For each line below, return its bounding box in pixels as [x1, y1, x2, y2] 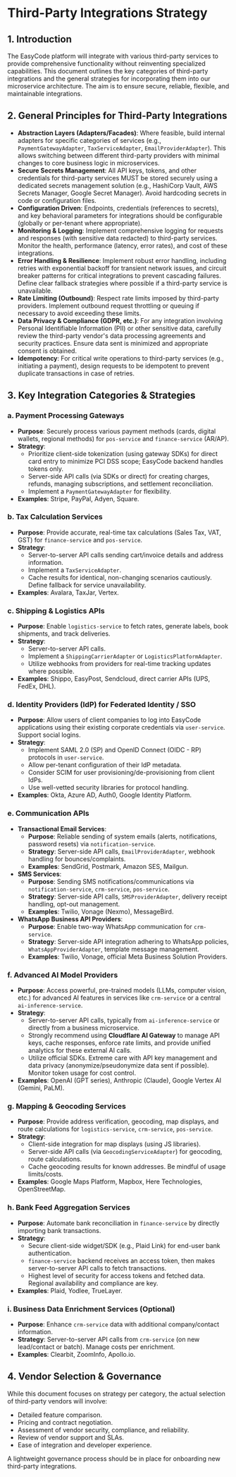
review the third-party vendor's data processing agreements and [17, 331, 206, 340]
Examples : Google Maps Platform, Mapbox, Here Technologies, [17, 1177, 203, 1186]
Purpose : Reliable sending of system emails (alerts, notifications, [27, 832, 217, 841]
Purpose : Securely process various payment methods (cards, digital [17, 426, 216, 436]
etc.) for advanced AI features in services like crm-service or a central [17, 993, 221, 1002]
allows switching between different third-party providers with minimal [17, 151, 220, 160]
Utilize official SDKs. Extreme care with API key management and [27, 1053, 217, 1062]
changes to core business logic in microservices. [17, 158, 160, 167]
